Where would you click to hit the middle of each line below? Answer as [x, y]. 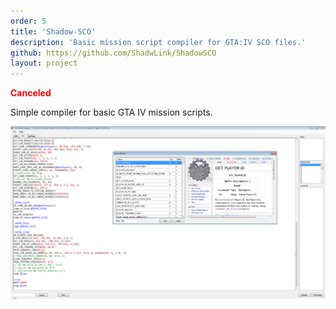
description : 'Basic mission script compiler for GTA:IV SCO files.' [158, 42]
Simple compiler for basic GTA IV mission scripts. [111, 112]
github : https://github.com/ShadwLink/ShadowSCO [113, 53]
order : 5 [28, 21]
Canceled [31, 93]
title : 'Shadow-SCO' [53, 31]
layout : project [44, 63]
